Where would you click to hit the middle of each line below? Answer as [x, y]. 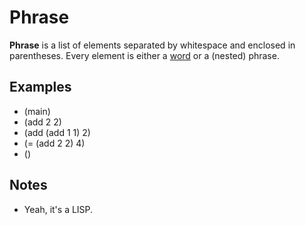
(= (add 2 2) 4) [54, 143]
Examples [40, 87]
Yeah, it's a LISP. [58, 209]
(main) [37, 111]
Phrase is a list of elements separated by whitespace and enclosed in [152, 45]
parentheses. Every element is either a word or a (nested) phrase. [144, 55]
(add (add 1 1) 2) [57, 132]
